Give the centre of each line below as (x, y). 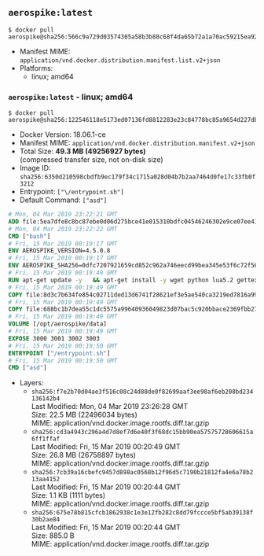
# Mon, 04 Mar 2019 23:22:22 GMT (63, 229)
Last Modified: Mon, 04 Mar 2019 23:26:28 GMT (110, 407)
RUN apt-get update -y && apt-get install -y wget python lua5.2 (121, 280)
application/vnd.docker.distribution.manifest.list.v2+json (120, 60)
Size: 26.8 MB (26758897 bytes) (83, 455)
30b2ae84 (46, 520)
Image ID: (35, 168)
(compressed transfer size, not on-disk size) (91, 160)
